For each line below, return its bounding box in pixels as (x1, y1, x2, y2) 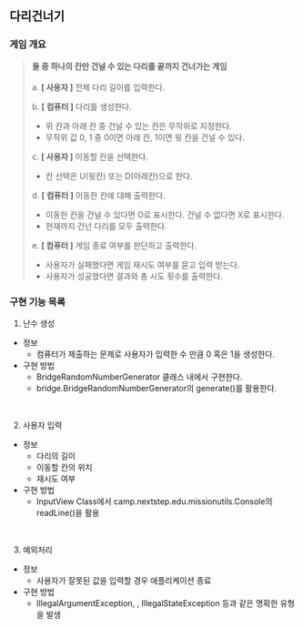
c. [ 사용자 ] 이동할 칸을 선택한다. (31, 151, 148, 162)
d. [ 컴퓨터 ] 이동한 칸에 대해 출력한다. (31, 189, 166, 200)
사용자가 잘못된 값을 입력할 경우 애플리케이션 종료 (35, 574, 212, 585)
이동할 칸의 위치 (35, 461, 93, 472)
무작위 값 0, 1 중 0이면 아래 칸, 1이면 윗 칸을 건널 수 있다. (45, 131, 246, 143)
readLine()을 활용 (35, 507, 100, 518)
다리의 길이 (35, 450, 76, 461)
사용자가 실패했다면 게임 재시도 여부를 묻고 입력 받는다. (45, 258, 240, 270)
